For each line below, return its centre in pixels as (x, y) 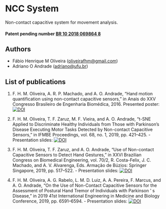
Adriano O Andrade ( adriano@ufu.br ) (50, 66)
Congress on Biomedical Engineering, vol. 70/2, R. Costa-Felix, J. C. (82, 160)
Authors (18, 49)
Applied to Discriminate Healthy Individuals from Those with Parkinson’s (86, 125)
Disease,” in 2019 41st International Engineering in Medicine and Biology (86, 196)
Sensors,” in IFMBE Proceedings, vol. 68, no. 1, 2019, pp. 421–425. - (81, 135)
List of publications (35, 82)
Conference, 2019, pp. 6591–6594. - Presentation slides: (70, 201)
